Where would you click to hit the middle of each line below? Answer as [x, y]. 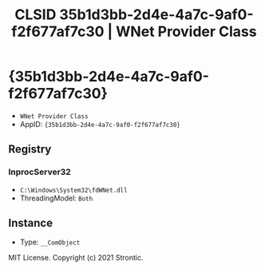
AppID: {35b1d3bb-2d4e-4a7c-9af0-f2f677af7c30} [100, 124]
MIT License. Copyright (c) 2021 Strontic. [76, 258]
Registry [30, 149]
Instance [31, 223]
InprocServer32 [40, 172]
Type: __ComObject [50, 242]
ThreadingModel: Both [56, 198]
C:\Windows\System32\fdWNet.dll [73, 190]
